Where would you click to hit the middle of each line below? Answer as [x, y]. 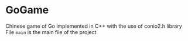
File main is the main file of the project [51, 32]
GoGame [27, 10]
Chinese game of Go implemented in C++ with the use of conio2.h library [94, 26]
